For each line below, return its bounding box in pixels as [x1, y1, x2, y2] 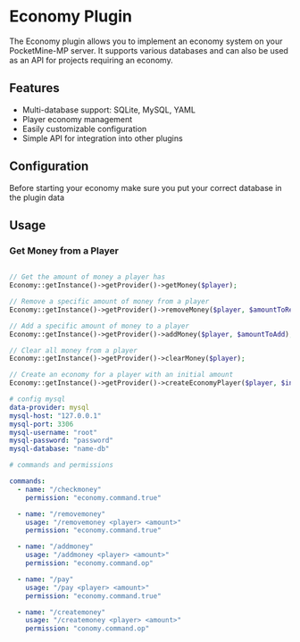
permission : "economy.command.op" [25, 559, 154, 568]
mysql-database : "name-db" [9, 445, 110, 454]
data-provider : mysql [9, 403, 90, 412]
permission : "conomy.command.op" [25, 624, 150, 633]
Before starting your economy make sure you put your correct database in [9, 182, 283, 193]
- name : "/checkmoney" [17, 485, 102, 494]
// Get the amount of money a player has [9, 272, 166, 282]
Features [9, 80, 60, 96]
